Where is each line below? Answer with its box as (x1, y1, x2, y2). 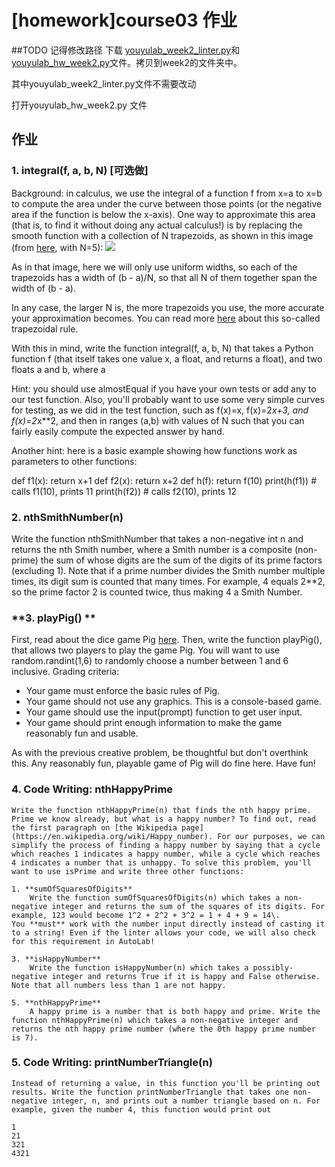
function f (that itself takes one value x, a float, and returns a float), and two (11, 352, 323, 365)
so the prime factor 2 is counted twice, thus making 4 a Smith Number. (11, 586, 303, 598)
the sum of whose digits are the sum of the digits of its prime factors (40, 554, 323, 566)
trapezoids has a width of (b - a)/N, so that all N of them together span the (11, 271, 318, 283)
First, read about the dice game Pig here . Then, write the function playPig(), (11, 634, 323, 646)
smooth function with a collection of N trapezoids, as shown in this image (11, 229, 314, 241)
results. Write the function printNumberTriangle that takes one (11, 1087, 289, 1097)
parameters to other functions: (11, 455, 138, 467)
